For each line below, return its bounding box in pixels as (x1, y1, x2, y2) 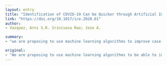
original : (5, 48, 26, 53)
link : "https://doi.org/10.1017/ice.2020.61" (5, 16, 101, 21)
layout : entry (5, 7, 35, 12)
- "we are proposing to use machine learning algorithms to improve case (5, 39, 162, 44)
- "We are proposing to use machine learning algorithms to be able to (5, 52, 157, 57)
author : (5, 21, 21, 26)
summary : (5, 34, 23, 39)
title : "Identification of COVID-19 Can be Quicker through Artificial (5, 12, 157, 17)
